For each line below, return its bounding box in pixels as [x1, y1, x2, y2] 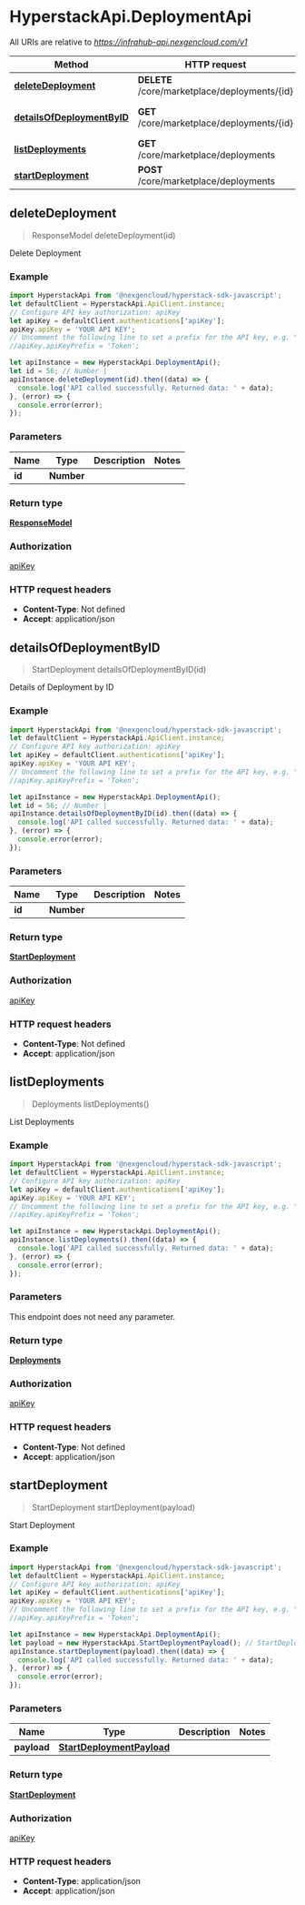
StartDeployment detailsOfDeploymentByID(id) [31, 664, 207, 675]
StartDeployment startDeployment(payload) [31, 1502, 196, 1513]
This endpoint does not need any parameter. [9, 1311, 175, 1322]
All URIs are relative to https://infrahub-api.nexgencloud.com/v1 [9, 36, 248, 47]
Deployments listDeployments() [31, 1099, 150, 1110]
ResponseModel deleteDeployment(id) [31, 229, 176, 240]
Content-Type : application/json [22, 1876, 141, 1887]
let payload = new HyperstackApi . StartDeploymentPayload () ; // [9, 1638, 254, 1647]
